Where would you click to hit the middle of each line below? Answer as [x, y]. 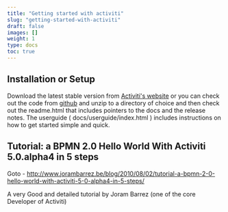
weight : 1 [21, 39]
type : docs [23, 45]
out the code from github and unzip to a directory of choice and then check [114, 103]
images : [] [23, 32]
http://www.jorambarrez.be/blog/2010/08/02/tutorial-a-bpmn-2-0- [121, 173]
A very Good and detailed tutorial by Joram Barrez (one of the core [102, 194]
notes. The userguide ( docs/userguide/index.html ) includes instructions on [114, 118]
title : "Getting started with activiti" [66, 13]
